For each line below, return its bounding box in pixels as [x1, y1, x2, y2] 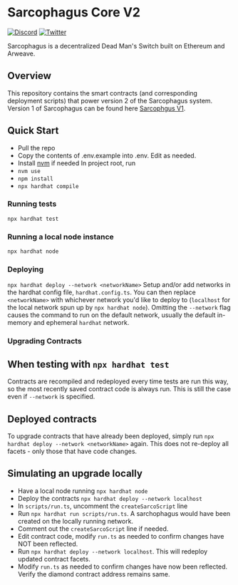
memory [7, 319, 32, 327]
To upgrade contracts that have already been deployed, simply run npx [7, 432, 214, 440]
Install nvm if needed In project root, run [17, 158, 136, 167]
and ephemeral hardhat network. [33, 319, 130, 327]
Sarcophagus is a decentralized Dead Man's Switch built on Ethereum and [7, 41, 225, 50]
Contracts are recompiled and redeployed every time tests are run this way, [7, 377, 229, 385]
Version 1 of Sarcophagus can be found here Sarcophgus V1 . [7, 104, 186, 113]
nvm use [17, 167, 41, 175]
